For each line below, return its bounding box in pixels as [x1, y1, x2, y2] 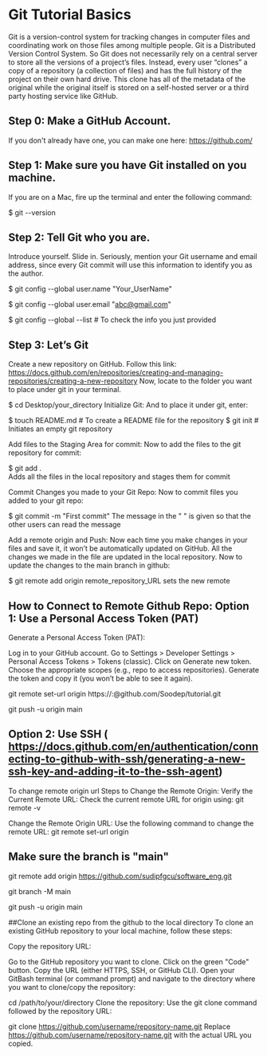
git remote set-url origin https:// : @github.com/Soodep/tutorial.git [8, 689, 222, 698]
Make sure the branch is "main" [8, 850, 170, 864]
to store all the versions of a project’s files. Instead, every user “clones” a [8, 57, 249, 67]
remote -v [8, 803, 41, 812]
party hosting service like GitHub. [8, 91, 118, 100]
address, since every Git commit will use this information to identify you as [8, 261, 253, 270]
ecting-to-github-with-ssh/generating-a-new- [8, 752, 245, 766]
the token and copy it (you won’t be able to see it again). [8, 673, 193, 683]
